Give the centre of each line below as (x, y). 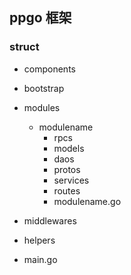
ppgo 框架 (40, 18)
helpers (39, 240)
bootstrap (44, 88)
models (69, 148)
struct (24, 47)
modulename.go (87, 201)
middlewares (50, 220)
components (49, 69)
